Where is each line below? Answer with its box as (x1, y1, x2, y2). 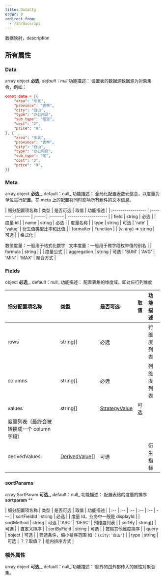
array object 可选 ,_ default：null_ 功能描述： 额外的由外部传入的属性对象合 (5, 564, 156, 570)
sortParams (5, 479, 34, 486)
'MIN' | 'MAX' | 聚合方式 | (5, 255, 56, 261)
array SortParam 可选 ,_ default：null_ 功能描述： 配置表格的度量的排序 (5, 491, 147, 497)
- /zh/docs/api (9, 21, 41, 26)
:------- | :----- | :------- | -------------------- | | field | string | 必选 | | (14, 214, 156, 219)
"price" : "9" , (14, 163, 43, 168)
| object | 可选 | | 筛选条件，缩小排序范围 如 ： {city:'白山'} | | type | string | (5, 532, 159, 538)
